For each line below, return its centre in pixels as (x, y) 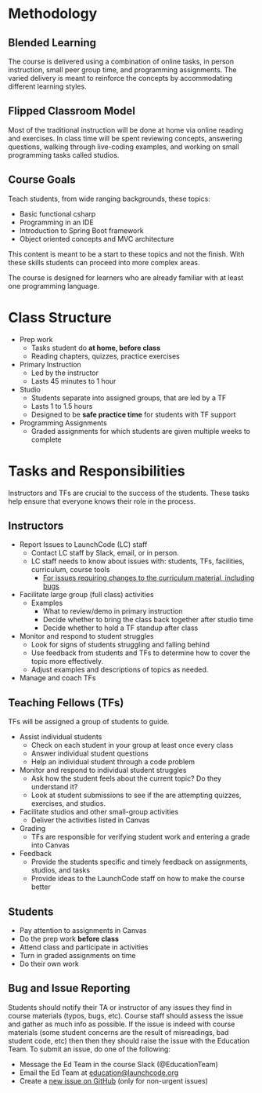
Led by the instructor (65, 373)
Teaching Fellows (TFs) (66, 703)
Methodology (53, 14)
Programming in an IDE (56, 222)
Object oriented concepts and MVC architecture (97, 239)
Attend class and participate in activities (84, 947)
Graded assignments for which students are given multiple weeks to (140, 431)
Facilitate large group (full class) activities (86, 595)
